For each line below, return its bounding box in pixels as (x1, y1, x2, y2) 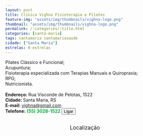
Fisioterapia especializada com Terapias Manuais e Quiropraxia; (5, 70, 138, 76)
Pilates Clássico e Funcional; (5, 59, 65, 65)
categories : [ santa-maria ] (5, 31, 62, 36)
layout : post (5, 7, 33, 13)
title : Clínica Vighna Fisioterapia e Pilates (5, 12, 105, 17)
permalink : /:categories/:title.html (5, 26, 85, 31)
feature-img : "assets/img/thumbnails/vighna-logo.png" (5, 17, 123, 22)
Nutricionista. (5, 81, 33, 87)
